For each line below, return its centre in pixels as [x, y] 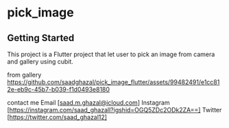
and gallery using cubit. [40, 62]
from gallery [24, 75]
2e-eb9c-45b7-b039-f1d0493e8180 [59, 89]
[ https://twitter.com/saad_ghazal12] [57, 117]
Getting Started [41, 38]
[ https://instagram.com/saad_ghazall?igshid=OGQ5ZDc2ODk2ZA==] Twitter [114, 110]
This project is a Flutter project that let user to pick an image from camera [111, 54]
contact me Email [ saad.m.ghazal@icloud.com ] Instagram [88, 103]
